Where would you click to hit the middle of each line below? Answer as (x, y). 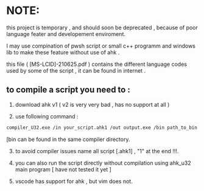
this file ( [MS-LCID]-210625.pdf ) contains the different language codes (97, 64)
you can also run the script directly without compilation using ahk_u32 (103, 163)
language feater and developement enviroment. (66, 34)
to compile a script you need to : (69, 90)
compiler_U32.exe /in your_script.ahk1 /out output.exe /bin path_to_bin (102, 128)
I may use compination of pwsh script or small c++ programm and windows (101, 46)
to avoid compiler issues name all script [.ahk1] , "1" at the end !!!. (97, 151)
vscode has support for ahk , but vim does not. (74, 181)
